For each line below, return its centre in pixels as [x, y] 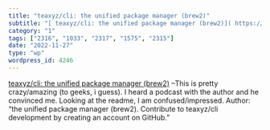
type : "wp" [27, 53]
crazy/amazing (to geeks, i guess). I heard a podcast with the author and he [134, 91]
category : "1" [32, 30]
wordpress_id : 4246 [41, 61]
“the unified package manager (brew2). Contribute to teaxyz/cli [113, 108]
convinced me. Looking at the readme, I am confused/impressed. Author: [129, 100]
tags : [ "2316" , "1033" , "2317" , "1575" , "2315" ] [91, 38]
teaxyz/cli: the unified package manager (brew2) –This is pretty [113, 83]
